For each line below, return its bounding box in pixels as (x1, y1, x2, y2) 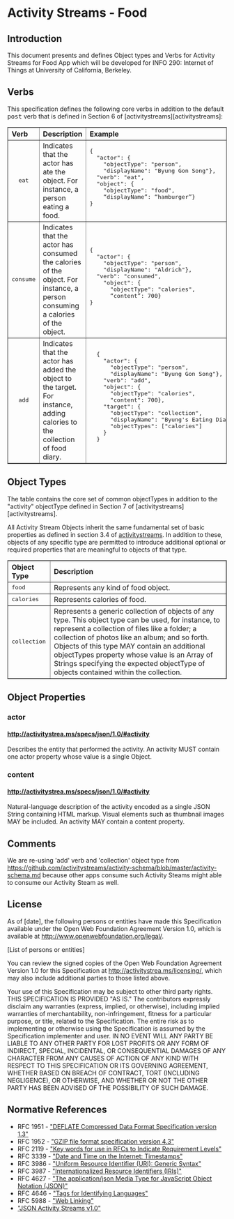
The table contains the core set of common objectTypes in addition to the (7, 494, 218, 503)
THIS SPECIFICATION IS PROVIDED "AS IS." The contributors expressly (7, 994, 211, 1003)
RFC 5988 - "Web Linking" (17, 1196, 94, 1204)
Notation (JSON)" (17, 1181, 68, 1190)
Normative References (7, 1104, 107, 1116)
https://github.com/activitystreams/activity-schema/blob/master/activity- (7, 863, 217, 872)
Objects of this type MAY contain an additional (54, 641, 205, 651)
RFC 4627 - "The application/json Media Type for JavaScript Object (17, 1174, 212, 1183)
